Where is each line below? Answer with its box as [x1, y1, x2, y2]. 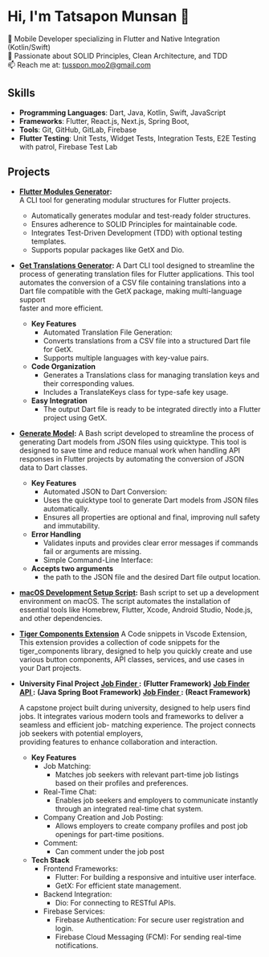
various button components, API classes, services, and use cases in [18, 655, 245, 664]
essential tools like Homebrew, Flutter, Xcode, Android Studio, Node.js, [18, 605, 253, 614]
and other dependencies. [18, 613, 103, 622]
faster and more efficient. [18, 303, 104, 313]
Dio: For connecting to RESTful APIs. [55, 897, 176, 907]
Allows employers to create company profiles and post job [55, 820, 248, 831]
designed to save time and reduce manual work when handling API [18, 446, 241, 455]
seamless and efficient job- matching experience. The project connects [18, 720, 256, 729]
